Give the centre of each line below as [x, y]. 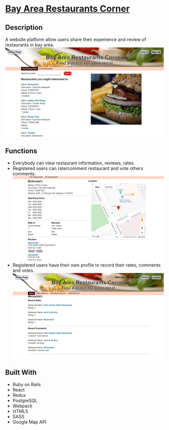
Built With [21, 372]
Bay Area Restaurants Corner [67, 9]
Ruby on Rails [27, 385]
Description [24, 27]
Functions [21, 151]
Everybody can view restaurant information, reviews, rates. [73, 163]
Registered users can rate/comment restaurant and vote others [78, 168]
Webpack [22, 406]
